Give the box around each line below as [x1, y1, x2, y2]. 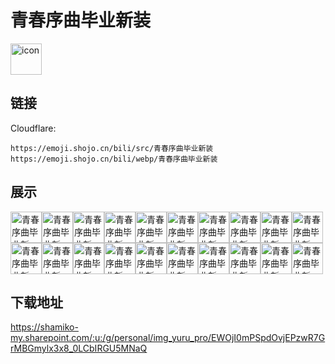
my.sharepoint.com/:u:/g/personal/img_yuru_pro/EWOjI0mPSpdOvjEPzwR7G [10, 332, 326, 344]
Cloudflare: [10, 122, 57, 134]
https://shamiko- [10, 321, 79, 333]
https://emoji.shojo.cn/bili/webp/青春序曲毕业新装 [10, 154, 218, 164]
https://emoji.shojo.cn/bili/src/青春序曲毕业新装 [10, 143, 214, 153]
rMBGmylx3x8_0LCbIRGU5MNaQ [10, 342, 148, 355]
